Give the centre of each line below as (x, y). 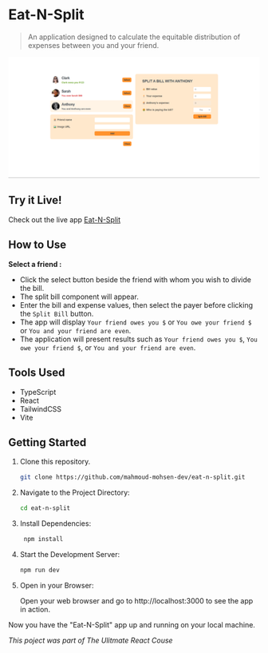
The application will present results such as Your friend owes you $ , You (138, 339)
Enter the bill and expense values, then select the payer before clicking (136, 305)
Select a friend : (35, 264)
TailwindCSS (41, 408)
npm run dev (39, 570)
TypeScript (38, 392)
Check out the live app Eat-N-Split (65, 219)
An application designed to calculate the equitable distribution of (134, 37)
